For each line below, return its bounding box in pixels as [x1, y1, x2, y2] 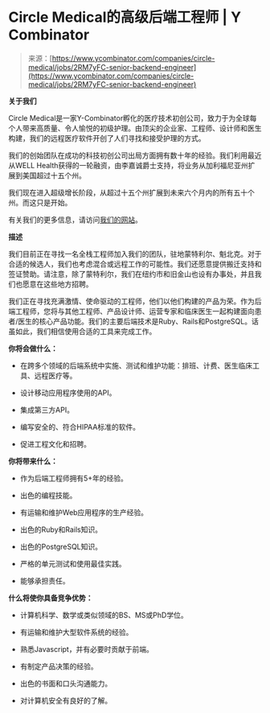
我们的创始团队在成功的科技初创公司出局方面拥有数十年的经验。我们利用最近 [8, 150, 262, 160]
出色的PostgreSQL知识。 [19, 542, 103, 551]
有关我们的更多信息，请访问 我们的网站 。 [8, 215, 142, 225]
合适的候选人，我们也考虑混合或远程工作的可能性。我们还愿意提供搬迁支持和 [8, 259, 262, 269]
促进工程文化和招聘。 [19, 439, 91, 448]
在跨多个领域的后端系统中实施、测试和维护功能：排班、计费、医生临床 [19, 361, 253, 370]
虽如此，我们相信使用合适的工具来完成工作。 [8, 326, 157, 336]
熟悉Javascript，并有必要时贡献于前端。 [19, 644, 154, 653]
